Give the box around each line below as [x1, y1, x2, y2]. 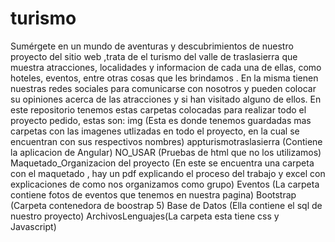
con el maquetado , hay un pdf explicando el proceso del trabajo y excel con [10, 167, 326, 179]
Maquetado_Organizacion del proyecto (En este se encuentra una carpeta [10, 157, 315, 169]
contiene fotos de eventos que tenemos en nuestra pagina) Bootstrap [10, 188, 297, 201]
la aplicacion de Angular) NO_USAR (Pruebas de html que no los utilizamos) [10, 146, 322, 158]
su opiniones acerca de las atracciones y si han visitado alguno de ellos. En [10, 93, 322, 105]
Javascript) [10, 220, 57, 232]
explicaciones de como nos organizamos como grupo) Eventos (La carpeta [10, 178, 320, 190]
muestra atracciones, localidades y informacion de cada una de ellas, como [10, 61, 322, 73]
